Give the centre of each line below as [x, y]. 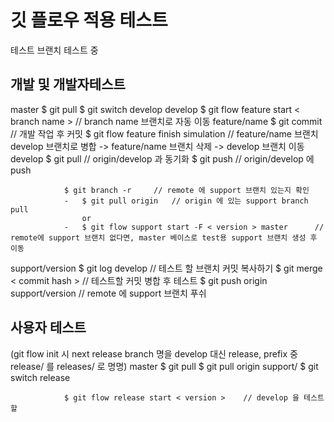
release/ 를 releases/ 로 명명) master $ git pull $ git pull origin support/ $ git [164, 366]
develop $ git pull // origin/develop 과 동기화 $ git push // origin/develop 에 [162, 158]
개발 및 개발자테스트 [68, 84]
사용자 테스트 [48, 327]
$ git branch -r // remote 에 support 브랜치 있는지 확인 [186, 190]
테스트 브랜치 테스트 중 [54, 50]
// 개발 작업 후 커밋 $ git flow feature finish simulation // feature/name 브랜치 [164, 133]
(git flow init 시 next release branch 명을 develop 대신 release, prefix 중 [154, 353]
